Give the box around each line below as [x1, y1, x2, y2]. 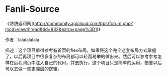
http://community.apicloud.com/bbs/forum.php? [34, 20, 133, 26]
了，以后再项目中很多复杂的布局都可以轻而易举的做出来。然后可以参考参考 [5, 53, 158, 59]
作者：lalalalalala [5, 37, 40, 42]
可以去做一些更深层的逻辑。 [5, 66, 62, 72]
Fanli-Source [5, 3, 60, 15]
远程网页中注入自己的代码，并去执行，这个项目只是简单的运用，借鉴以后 [13, 59, 162, 65]
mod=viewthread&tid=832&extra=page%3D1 [5, 26, 97, 32]
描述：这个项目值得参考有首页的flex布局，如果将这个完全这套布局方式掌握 [5, 47, 157, 53]
